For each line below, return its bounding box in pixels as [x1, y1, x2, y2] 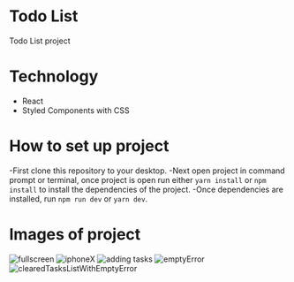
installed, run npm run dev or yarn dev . [9, 193, 148, 204]
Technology [9, 66, 99, 87]
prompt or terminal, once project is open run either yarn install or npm [9, 174, 267, 185]
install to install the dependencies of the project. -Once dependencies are [9, 184, 284, 194]
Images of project [9, 225, 141, 244]
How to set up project [9, 136, 170, 156]
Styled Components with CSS [21, 104, 130, 116]
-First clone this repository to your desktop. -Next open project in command [9, 165, 285, 176]
